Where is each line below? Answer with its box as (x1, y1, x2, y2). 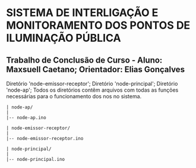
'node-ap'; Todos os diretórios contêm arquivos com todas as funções (6, 86, 179, 94)
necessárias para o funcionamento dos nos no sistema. (6, 93, 142, 99)
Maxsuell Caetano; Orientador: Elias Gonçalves (6, 64, 185, 74)
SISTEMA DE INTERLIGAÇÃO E (6, 6, 159, 20)
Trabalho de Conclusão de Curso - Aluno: (6, 55, 163, 65)
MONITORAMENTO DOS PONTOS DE (6, 18, 191, 32)
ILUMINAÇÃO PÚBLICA (6, 32, 121, 45)
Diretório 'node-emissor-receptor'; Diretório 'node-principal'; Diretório (6, 80, 178, 87)
